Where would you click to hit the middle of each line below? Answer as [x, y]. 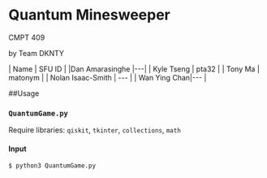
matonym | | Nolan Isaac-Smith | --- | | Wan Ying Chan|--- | [108, 77]
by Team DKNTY [37, 53]
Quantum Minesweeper [89, 15]
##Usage [24, 93]
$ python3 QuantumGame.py [52, 166]
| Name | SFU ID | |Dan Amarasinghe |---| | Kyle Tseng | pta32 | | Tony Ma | [134, 69]
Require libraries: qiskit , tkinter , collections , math [95, 130]
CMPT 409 [27, 37]
